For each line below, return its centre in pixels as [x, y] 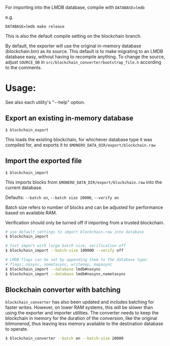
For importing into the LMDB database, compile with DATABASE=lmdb [75, 7]
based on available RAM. [31, 212]
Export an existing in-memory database [69, 118]
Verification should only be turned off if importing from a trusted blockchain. [85, 222]
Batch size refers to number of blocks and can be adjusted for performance [84, 207]
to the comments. [24, 68]
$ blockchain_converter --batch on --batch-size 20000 [64, 338]
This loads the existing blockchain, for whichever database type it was [79, 139]
